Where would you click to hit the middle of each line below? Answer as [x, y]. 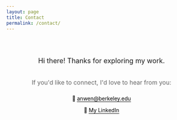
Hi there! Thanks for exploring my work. [101, 61]
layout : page [23, 12]
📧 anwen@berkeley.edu [101, 99]
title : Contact [25, 17]
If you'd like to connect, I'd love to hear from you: [101, 83]
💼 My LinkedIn [101, 110]
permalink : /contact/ [34, 23]
